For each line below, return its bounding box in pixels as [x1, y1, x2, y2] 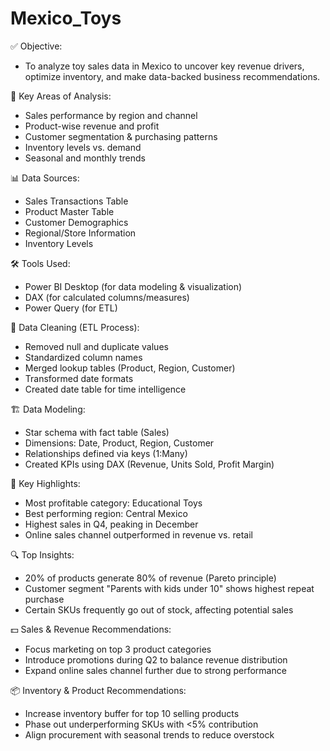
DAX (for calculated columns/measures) [24, 291, 190, 303]
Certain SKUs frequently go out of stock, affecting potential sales [24, 603, 294, 616]
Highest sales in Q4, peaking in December [24, 518, 199, 530]
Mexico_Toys [10, 7, 122, 30]
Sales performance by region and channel [24, 109, 198, 121]
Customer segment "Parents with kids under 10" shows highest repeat [24, 582, 315, 594]
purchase [24, 593, 65, 605]
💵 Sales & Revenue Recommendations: [10, 623, 172, 635]
